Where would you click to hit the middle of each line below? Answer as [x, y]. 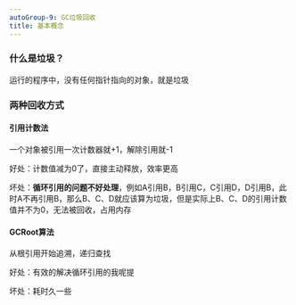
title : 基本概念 [37, 26]
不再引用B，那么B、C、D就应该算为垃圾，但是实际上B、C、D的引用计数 [154, 198]
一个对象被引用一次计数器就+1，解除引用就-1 [91, 149]
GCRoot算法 [32, 232]
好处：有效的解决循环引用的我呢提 [72, 272]
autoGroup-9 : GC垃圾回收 [53, 17]
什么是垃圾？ [37, 59]
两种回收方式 [37, 105]
